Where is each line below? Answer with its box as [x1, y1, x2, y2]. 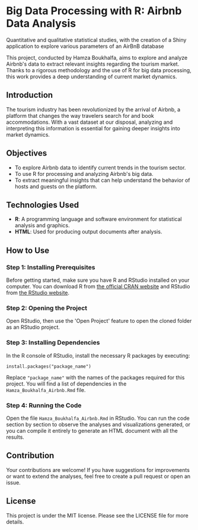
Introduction [6, 90, 53, 100]
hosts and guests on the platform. [14, 182, 98, 190]
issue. [6, 478, 21, 486]
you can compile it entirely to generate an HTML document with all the [6, 427, 178, 434]
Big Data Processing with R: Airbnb [6, 4, 182, 18]
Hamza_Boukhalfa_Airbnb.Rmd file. [6, 386, 86, 393]
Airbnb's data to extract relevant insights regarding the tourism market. [6, 60, 180, 68]
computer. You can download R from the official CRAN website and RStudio [6, 283, 190, 290]
